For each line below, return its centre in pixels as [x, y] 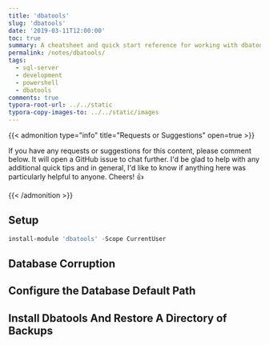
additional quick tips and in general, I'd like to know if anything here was [127, 168]
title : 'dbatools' [39, 16]
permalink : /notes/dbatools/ [57, 53]
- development [39, 75]
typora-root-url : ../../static [60, 105]
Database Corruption [62, 264]
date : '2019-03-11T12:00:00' [57, 30]
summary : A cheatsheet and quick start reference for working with [123, 46]
